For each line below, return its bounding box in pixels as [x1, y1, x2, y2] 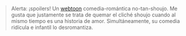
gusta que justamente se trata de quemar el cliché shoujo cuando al [11, 11, 176, 18]
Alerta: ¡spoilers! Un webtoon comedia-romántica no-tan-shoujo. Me [11, 5, 178, 12]
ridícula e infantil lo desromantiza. [11, 24, 94, 31]
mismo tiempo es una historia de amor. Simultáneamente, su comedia [11, 18, 180, 24]
